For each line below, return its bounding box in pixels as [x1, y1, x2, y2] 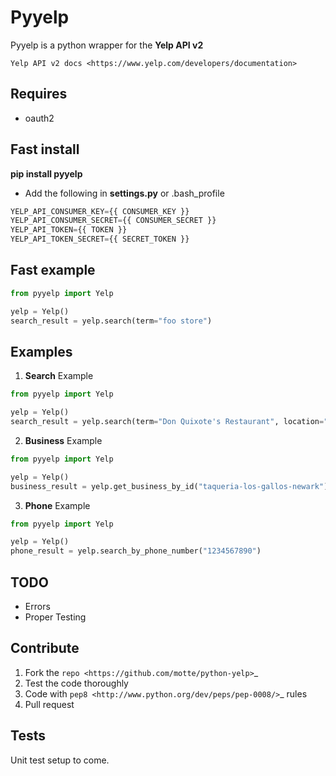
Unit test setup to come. [10, 754, 110, 766]
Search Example [24, 370, 94, 382]
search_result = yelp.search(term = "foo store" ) [10, 316, 213, 326]
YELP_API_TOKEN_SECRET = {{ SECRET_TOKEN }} [10, 234, 190, 245]
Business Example [24, 434, 103, 446]
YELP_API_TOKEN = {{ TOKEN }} [10, 225, 128, 235]
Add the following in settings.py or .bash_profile [24, 187, 225, 199]
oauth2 [24, 112, 55, 124]
